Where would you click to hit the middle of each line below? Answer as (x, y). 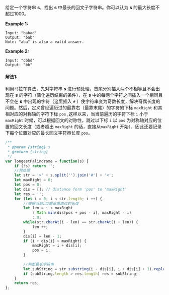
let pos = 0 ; (28, 185)
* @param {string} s (29, 147)
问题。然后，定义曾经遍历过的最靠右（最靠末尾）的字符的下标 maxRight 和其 (84, 108)
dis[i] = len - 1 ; (43, 236)
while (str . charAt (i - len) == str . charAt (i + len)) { (81, 222)
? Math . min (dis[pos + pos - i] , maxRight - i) (82, 213)
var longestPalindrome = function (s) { (47, 161)
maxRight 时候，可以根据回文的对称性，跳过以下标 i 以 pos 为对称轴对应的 (81, 121)
